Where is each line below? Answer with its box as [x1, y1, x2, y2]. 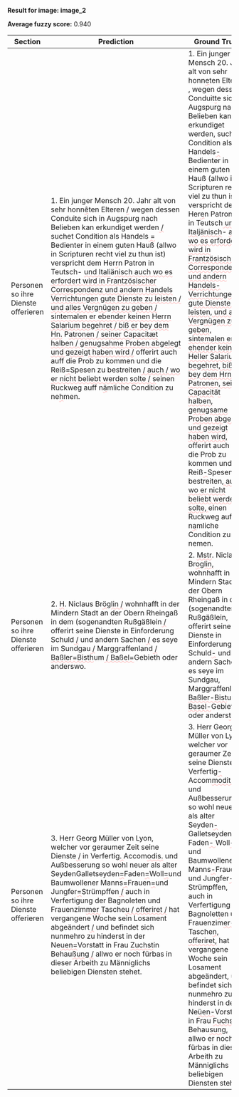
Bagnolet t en [188, 909, 229, 918]
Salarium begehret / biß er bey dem [51, 321, 169, 330]
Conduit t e [188, 93, 222, 103]
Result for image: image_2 [7, 6, 87, 14]
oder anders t [188, 710, 232, 720]
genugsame [188, 405, 228, 415]
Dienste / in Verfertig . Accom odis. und [51, 851, 179, 861]
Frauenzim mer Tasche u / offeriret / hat [51, 905, 180, 914]
